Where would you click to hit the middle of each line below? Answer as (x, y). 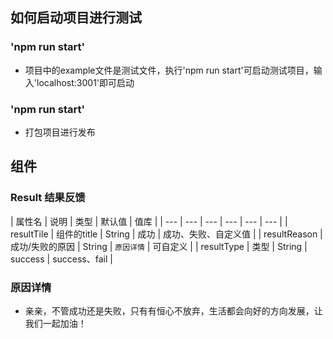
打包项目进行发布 (60, 132)
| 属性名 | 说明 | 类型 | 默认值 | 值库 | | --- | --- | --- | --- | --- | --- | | (149, 221)
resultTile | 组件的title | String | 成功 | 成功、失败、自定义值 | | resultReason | (166, 234)
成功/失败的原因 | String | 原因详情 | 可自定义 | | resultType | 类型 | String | (159, 246)
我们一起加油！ (55, 323)
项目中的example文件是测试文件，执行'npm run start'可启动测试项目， (169, 70)
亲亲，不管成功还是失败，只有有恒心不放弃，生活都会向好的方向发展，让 (173, 310)
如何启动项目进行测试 (76, 18)
